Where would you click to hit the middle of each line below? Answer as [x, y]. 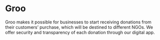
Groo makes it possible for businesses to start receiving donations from [78, 22]
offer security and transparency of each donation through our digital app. [80, 32]
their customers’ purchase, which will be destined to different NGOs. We [79, 27]
